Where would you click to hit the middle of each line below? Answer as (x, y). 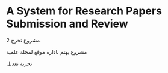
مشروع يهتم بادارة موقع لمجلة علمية (47, 51)
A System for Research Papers (84, 11)
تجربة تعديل (19, 63)
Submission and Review (67, 24)
